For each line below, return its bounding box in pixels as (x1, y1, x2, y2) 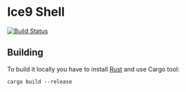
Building (7, 47, 43, 58)
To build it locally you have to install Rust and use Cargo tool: (7, 65, 180, 73)
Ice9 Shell (7, 4, 65, 20)
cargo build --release (7, 78, 72, 85)
